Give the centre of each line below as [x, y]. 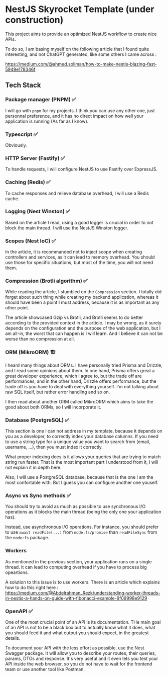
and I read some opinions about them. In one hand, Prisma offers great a [80, 370]
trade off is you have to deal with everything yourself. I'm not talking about [82, 386]
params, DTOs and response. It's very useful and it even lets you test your [82, 658]
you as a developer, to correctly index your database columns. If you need [82, 436]
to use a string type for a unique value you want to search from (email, [78, 442]
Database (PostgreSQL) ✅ [37, 420]
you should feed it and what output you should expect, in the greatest [77, 633]
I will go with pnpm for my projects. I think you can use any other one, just [80, 110]
